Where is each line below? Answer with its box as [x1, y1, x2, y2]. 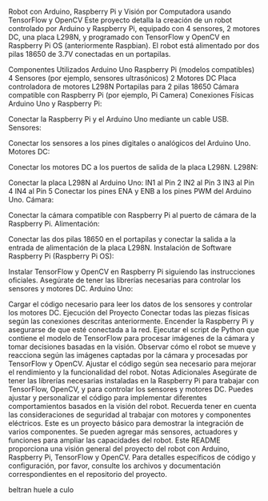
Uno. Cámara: [8, 195, 54, 204]
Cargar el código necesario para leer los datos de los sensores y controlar [8, 299, 253, 309]
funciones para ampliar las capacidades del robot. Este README [8, 435, 222, 445]
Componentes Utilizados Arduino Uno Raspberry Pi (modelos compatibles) [8, 65, 255, 74]
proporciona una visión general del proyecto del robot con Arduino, [8, 444, 230, 453]
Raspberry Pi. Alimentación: [8, 219, 100, 228]
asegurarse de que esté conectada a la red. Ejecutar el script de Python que [8, 325, 260, 335]
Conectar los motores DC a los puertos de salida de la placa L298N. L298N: [8, 162, 258, 171]
